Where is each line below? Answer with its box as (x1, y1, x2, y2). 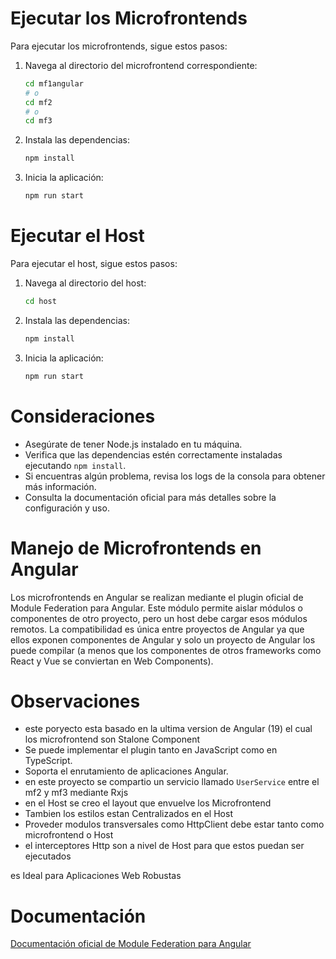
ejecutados (24, 850, 72, 862)
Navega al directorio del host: (24, 277, 147, 289)
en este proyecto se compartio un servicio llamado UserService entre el (24, 776, 320, 788)
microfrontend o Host (24, 829, 114, 841)
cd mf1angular (24, 78, 84, 89)
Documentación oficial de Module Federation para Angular (10, 938, 252, 950)
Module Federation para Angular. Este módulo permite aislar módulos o (10, 602, 303, 614)
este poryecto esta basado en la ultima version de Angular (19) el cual (24, 723, 313, 735)
